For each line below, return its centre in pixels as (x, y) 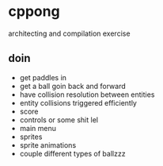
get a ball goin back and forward (73, 86)
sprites (31, 137)
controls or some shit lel (59, 120)
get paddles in (43, 77)
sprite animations (48, 145)
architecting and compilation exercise (69, 33)
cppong (34, 12)
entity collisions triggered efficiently (78, 102)
